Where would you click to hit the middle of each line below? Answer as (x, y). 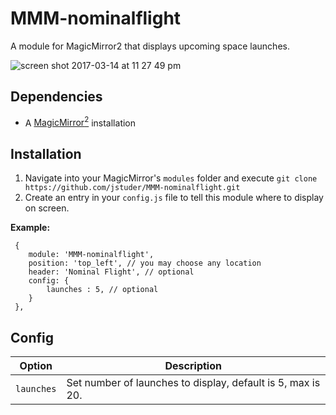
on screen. (47, 208)
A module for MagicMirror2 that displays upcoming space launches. (150, 46)
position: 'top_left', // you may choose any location (145, 263)
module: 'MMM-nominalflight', (91, 255)
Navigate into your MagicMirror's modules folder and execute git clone (171, 178)
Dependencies (56, 97)
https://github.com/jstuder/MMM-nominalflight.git (132, 188)
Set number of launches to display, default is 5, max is (193, 383)
